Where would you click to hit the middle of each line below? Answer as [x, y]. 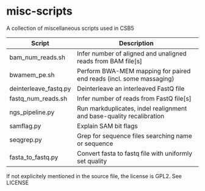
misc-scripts [40, 11]
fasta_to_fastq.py [34, 157]
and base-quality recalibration [121, 116]
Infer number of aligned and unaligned [132, 53]
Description [136, 43]
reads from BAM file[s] [110, 61]
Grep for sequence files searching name [135, 135]
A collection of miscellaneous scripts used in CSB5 [70, 28]
